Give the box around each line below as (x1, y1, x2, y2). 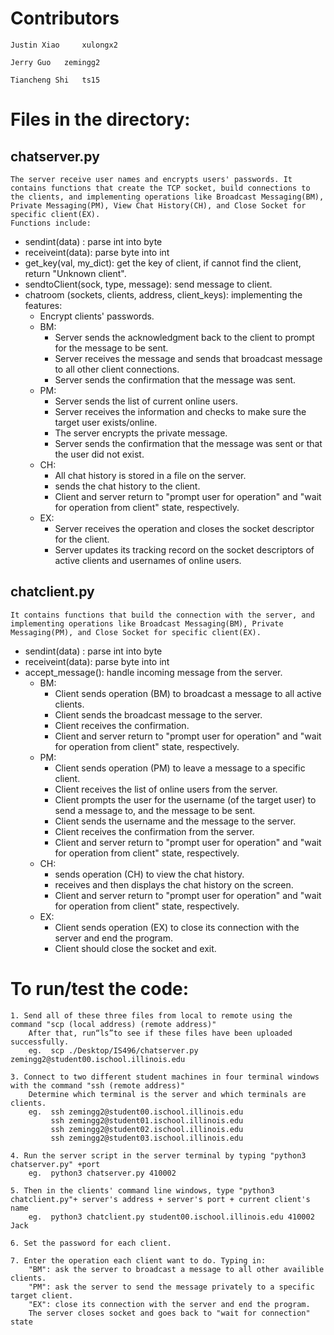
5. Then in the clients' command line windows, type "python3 (10, 1185, 275, 1196)
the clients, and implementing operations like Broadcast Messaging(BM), (10, 192, 325, 202)
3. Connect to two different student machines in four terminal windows (10, 1072, 320, 1082)
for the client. (54, 533, 110, 545)
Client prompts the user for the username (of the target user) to (54, 793, 317, 806)
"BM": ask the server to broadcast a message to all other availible (28, 1264, 325, 1274)
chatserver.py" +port (10, 1159, 101, 1169)
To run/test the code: (10, 977, 190, 1000)
